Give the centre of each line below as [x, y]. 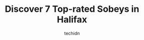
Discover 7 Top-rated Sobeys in [72, 9]
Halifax [72, 20]
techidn [72, 33]
